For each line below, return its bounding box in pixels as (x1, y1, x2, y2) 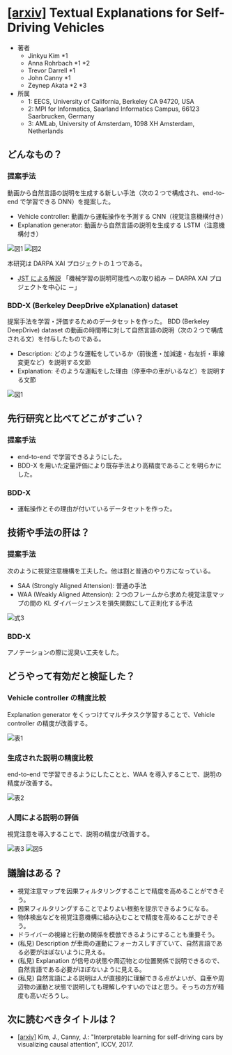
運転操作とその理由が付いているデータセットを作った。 (17, 504, 176, 513)
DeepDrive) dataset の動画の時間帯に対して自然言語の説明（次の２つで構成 (7, 325, 224, 334)
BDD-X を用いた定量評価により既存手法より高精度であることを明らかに (17, 461, 222, 470)
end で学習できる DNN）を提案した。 (7, 197, 115, 206)
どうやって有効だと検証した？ (7, 670, 135, 682)
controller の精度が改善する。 (7, 719, 92, 727)
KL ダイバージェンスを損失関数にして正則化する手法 (43, 599, 193, 607)
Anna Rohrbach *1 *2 (27, 59, 91, 67)
